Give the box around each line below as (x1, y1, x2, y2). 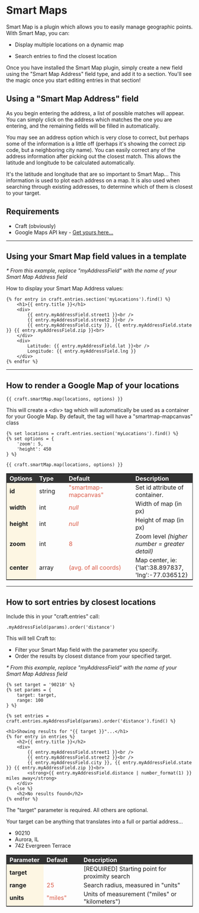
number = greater (135, 540, 185, 548)
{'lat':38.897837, (135, 563, 184, 572)
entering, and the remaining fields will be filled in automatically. (6, 122, 160, 129)
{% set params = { (6, 687, 52, 693)
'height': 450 (17, 446, 52, 452)
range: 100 (17, 698, 44, 703)
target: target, (17, 692, 57, 698)
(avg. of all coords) (69, 563, 121, 572)
